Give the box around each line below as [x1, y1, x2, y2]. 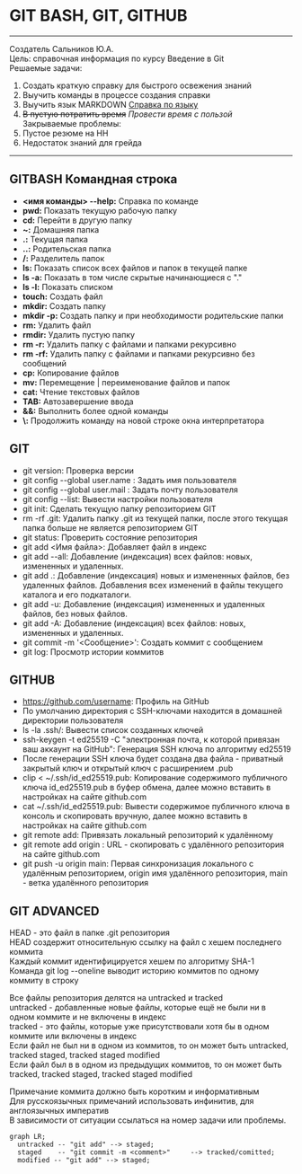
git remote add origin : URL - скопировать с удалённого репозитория [22, 839, 285, 850]
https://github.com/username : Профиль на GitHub [22, 696, 209, 707]
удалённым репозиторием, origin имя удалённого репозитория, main [22, 868, 288, 878]
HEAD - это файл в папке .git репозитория [9, 927, 171, 939]
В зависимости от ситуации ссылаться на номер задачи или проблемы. [9, 1115, 287, 1125]
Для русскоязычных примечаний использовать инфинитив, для [9, 1096, 254, 1107]
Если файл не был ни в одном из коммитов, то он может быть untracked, [9, 1040, 289, 1051]
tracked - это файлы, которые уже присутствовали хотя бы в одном [9, 1021, 270, 1032]
